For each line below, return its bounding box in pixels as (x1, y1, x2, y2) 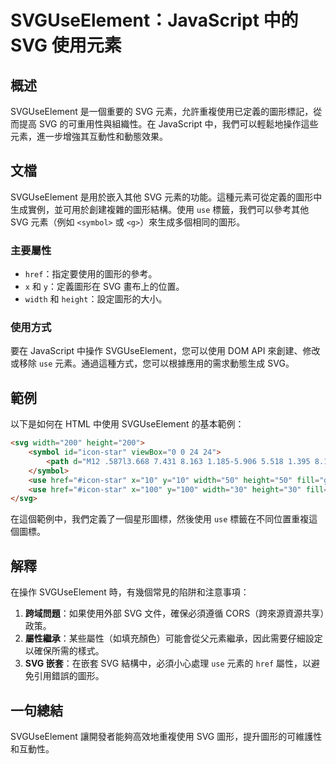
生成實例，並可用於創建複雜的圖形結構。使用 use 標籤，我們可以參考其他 (10, 203, 310, 215)
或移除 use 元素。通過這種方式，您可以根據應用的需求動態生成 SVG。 (10, 357, 295, 370)
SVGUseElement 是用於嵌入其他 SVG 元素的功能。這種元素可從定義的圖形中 (10, 191, 323, 203)
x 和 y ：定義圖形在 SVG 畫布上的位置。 (24, 281, 185, 293)
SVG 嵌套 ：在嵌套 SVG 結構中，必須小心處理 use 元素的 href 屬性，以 (24, 657, 312, 670)
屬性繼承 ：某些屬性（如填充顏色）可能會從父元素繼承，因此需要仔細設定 (24, 632, 323, 645)
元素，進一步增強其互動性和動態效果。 (10, 131, 168, 142)
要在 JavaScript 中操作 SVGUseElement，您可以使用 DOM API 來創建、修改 (10, 345, 321, 357)
